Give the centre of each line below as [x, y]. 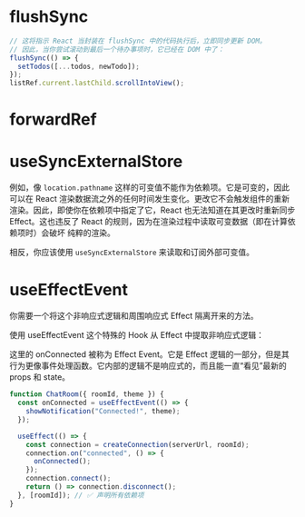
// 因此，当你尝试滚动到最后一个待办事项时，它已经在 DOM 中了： [117, 49]
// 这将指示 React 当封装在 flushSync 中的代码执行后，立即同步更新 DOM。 [138, 41]
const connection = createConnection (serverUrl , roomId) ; [138, 444]
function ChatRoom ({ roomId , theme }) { [87, 394]
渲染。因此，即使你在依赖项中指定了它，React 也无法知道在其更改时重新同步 [152, 210]
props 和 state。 [40, 377]
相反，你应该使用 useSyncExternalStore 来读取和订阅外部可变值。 [132, 253]
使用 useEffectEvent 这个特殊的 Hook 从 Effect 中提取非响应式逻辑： [137, 335]
